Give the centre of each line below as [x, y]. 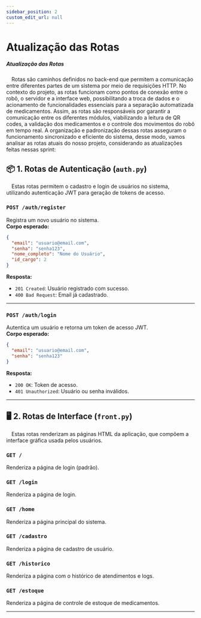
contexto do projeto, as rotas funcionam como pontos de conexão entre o [97, 92]
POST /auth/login [31, 315]
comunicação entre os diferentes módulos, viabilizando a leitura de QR [93, 117]
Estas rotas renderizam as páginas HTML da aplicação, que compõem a [100, 434]
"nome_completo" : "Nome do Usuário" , [59, 254]
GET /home [20, 509]
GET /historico [28, 563]
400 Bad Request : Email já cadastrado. [62, 295]
